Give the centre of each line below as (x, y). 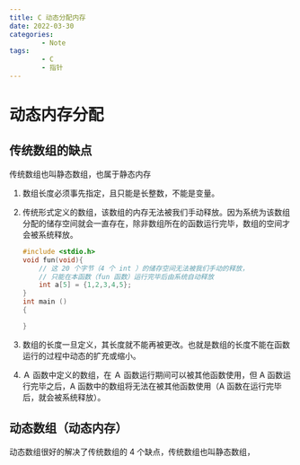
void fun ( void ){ (53, 260)
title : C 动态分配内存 (48, 18)
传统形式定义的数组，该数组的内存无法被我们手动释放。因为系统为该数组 (156, 212)
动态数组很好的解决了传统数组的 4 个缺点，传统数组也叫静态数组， (132, 452)
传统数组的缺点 (51, 150)
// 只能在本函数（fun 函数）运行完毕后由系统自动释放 (127, 276)
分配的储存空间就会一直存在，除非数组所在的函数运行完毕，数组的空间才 (156, 223)
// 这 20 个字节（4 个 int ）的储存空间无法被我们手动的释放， (144, 268)
